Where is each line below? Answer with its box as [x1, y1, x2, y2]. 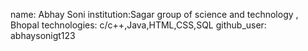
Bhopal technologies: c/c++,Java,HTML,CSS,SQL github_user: [10, 19, 267, 31]
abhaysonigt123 [10, 30, 76, 41]
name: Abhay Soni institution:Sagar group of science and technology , [10, 9, 299, 20]
